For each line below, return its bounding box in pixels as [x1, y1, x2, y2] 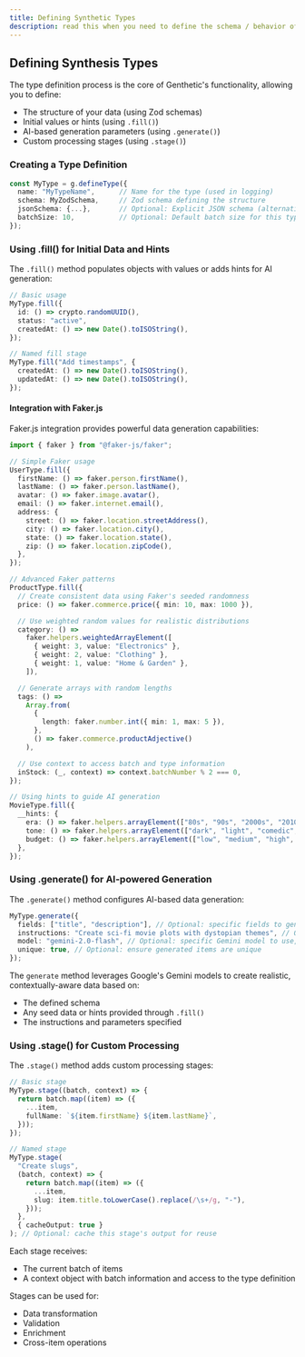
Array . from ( [25, 701, 71, 710]
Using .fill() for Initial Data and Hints [9, 243, 171, 255]
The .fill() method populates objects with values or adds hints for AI [9, 264, 272, 274]
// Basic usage [9, 291, 67, 300]
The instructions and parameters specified [22, 1017, 182, 1028]
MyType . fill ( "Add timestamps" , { [9, 358, 136, 367]
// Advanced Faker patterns [9, 574, 116, 584]
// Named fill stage [9, 349, 88, 359]
